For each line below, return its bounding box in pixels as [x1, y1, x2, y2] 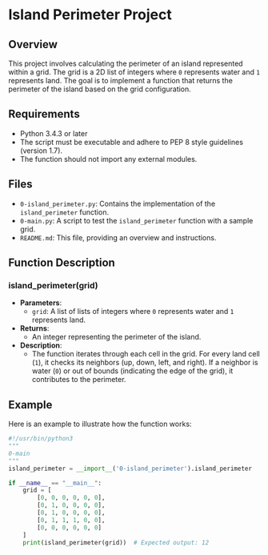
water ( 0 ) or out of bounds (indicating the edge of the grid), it [31, 366, 234, 376]
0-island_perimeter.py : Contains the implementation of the [19, 199, 216, 208]
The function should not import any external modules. [19, 154, 198, 163]
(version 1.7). [19, 146, 62, 155]
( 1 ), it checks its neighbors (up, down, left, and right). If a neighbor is [31, 358, 258, 368]
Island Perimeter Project [8, 6, 172, 24]
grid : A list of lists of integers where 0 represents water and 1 [31, 307, 234, 316]
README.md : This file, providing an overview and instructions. [19, 232, 217, 242]
